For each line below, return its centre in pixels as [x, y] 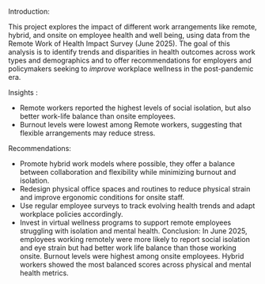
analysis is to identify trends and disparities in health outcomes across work [132, 52]
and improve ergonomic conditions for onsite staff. [102, 197]
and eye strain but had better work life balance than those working [128, 248]
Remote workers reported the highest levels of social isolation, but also [135, 108]
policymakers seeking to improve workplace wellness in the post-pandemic [131, 69]
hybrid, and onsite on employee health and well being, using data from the [129, 35]
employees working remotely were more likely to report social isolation [135, 239]
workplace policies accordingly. [71, 214]
